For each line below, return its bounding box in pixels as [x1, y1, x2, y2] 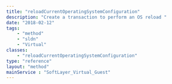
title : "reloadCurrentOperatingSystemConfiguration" [6, 8, 140, 15]
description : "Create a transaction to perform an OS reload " [6, 14, 167, 20]
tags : [6, 25, 20, 31]
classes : [6, 47, 28, 53]
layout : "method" [6, 63, 50, 70]
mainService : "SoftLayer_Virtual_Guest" [6, 69, 111, 75]
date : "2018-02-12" [6, 20, 55, 25]
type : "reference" [6, 58, 52, 64]
